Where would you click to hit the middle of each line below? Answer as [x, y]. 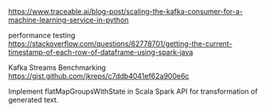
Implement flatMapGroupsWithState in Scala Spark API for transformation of [133, 91]
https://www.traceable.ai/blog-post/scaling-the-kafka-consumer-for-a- [125, 12]
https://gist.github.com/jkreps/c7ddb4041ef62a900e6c [99, 76]
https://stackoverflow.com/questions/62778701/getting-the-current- [120, 44]
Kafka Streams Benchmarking [57, 68]
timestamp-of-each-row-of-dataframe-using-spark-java [101, 52]
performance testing [42, 35]
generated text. [33, 100]
